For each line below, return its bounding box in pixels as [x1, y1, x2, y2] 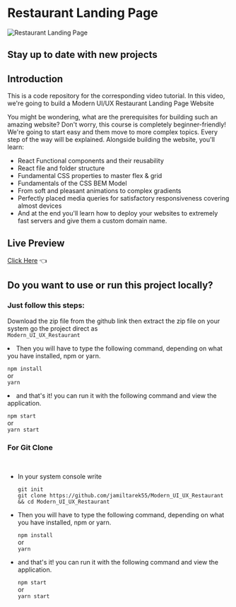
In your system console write [17, 472, 102, 481]
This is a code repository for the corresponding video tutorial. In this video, [7, 92, 225, 100]
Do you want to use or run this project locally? [7, 279, 213, 291]
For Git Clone [7, 442, 53, 452]
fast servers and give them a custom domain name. [17, 217, 167, 225]
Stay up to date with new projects [7, 49, 158, 61]
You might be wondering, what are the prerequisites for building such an [7, 113, 218, 122]
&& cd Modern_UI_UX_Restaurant [17, 498, 110, 505]
